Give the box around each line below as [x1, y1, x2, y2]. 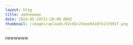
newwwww [5, 35, 28, 41]
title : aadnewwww [5, 12, 41, 17]
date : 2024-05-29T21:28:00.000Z [5, 16, 72, 21]
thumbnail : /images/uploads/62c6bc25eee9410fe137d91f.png [5, 21, 128, 26]
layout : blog [5, 7, 32, 12]
